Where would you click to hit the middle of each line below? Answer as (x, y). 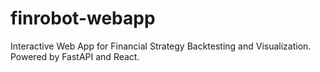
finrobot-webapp (83, 18)
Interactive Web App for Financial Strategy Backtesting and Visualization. (161, 46)
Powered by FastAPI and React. (75, 56)
